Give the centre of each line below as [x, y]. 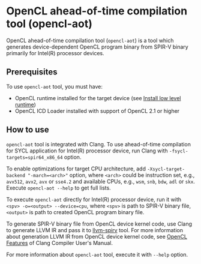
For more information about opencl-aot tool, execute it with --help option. [97, 254]
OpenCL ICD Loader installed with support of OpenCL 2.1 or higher [97, 111]
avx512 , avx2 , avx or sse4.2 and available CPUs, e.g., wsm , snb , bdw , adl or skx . [100, 181]
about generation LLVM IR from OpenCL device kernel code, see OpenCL [97, 236]
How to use [28, 130]
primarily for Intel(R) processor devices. [55, 53]
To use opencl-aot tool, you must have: [55, 86]
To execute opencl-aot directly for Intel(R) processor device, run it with [94, 199]
